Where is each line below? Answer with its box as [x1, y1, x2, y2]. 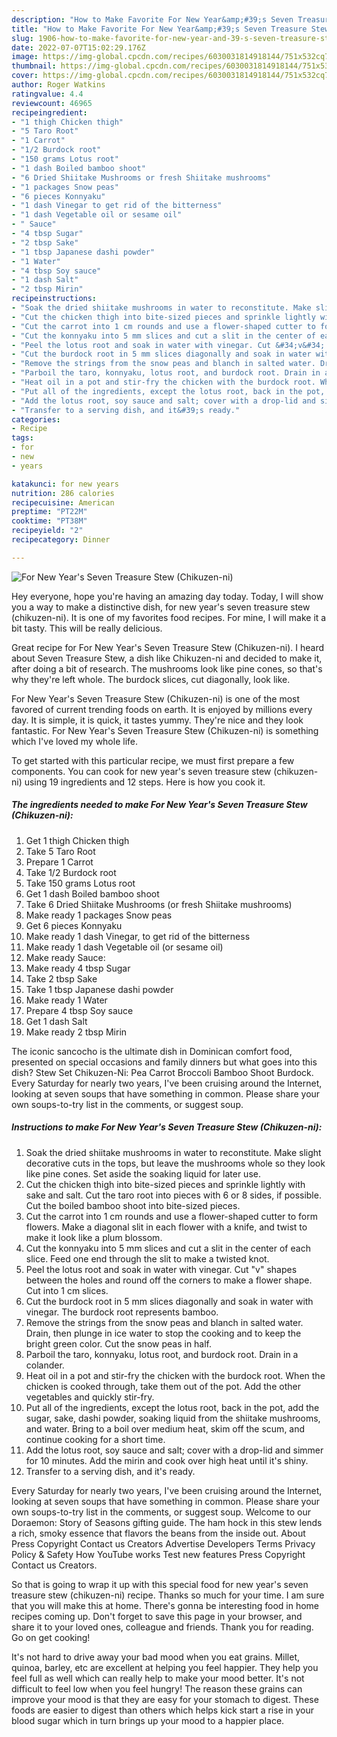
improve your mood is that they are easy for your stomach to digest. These [11, 1693, 319, 1705]
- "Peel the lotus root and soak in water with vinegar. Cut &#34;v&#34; [11, 340, 326, 350]
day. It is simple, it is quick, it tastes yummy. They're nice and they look [11, 714, 304, 726]
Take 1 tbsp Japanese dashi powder [25, 983, 174, 995]
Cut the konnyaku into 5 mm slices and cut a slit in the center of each [25, 1242, 311, 1254]
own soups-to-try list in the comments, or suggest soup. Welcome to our [11, 1506, 312, 1518]
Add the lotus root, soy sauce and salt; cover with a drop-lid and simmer [25, 1444, 324, 1456]
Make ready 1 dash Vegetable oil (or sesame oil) [25, 941, 224, 953]
